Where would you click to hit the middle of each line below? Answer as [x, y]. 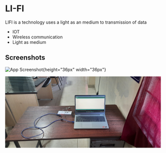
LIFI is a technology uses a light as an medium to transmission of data [76, 22]
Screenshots [25, 58]
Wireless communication [37, 37]
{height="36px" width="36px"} [74, 69]
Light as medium [29, 42]
